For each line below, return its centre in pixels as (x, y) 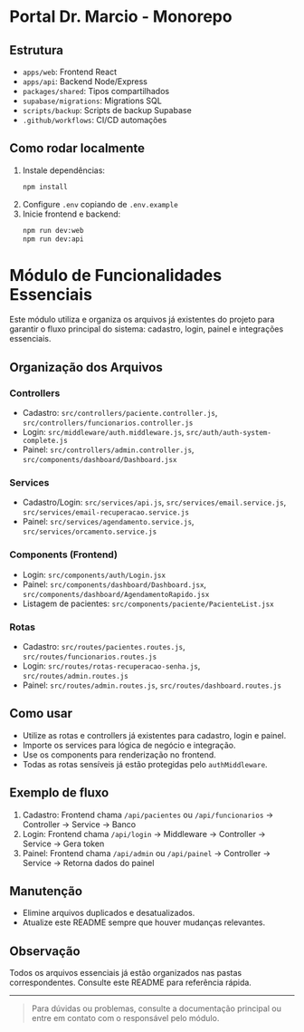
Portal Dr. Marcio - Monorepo (121, 17)
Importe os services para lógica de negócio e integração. (129, 745)
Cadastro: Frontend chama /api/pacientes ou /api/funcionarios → (148, 815)
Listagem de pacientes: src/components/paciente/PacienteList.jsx (148, 603)
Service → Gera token (63, 844)
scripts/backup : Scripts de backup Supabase (107, 110)
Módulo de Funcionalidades (116, 275)
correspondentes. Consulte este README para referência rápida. (130, 983)
